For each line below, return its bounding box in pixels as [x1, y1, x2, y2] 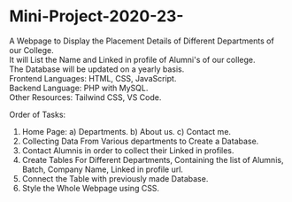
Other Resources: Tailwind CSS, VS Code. [9, 91, 162, 103]
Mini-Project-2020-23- [9, 6, 184, 27]
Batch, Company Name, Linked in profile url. [21, 164, 184, 175]
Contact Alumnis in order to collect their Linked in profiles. [21, 144, 234, 156]
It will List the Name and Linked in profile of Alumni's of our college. [9, 54, 256, 65]
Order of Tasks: [9, 109, 66, 120]
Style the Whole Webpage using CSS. [21, 183, 160, 193]
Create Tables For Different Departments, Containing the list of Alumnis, [21, 154, 284, 165]
